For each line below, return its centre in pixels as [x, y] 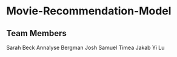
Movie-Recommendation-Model [89, 11]
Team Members [36, 33]
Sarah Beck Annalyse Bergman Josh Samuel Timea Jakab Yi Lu [85, 47]
